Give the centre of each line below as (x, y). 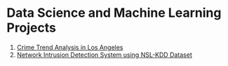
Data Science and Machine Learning (114, 13)
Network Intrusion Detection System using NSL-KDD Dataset (104, 55)
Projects (32, 28)
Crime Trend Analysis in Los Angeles (70, 47)
